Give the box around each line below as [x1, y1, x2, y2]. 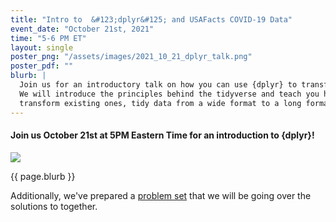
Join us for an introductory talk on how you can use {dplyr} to [19, 80, 298, 90]
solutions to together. [10, 200, 98, 212]
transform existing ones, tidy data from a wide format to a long [19, 98, 302, 108]
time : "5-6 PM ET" [10, 33, 87, 43]
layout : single [10, 42, 74, 53]
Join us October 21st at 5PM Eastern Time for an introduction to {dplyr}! [10, 129, 315, 141]
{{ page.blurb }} [10, 170, 76, 182]
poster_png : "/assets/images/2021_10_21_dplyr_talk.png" [10, 52, 253, 62]
